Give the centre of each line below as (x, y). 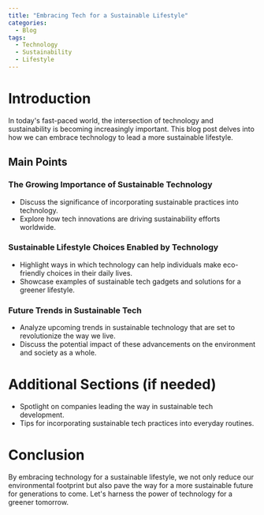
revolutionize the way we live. (67, 336)
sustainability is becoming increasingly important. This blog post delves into (131, 129)
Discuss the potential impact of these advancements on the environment (138, 344)
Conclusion (46, 455)
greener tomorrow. (39, 502)
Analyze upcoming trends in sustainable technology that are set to (127, 328)
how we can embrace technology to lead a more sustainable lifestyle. (121, 137)
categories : (28, 23)
